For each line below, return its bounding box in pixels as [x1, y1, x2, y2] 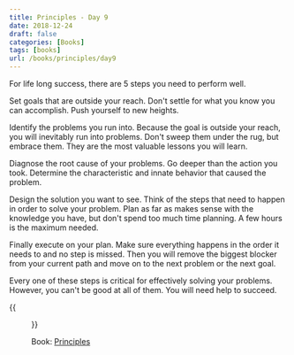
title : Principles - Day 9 [9, 12, 109, 22]
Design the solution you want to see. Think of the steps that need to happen [9, 194, 285, 205]
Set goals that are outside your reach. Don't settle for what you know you [9, 96, 275, 106]
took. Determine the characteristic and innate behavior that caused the [9, 167, 267, 178]
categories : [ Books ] [9, 37, 86, 47]
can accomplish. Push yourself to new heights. [9, 105, 179, 115]
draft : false [9, 29, 57, 38]
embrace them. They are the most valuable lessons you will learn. [9, 141, 248, 151]
